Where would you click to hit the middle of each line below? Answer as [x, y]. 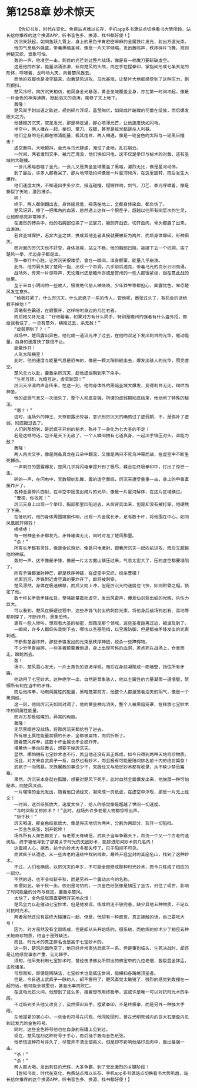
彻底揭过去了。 [30, 423]
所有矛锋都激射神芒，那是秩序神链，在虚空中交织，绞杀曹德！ [77, 573]
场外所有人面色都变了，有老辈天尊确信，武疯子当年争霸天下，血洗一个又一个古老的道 [101, 836]
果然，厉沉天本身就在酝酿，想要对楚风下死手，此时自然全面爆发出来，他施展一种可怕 [101, 779]
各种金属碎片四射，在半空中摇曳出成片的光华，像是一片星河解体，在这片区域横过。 [99, 492]
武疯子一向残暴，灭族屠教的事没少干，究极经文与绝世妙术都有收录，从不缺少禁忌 [97, 767]
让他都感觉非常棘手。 [28, 217]
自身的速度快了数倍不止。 [41, 342]
